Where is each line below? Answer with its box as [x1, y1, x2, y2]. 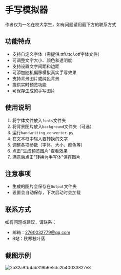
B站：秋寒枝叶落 [12, 235, 45, 242]
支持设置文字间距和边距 [12, 63, 60, 69]
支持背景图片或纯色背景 [12, 75, 60, 81]
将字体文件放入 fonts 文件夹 [12, 117, 66, 123]
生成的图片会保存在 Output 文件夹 [12, 184, 77, 190]
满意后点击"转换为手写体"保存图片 [12, 154, 81, 160]
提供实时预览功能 [12, 82, 47, 87]
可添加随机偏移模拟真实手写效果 [12, 69, 77, 75]
